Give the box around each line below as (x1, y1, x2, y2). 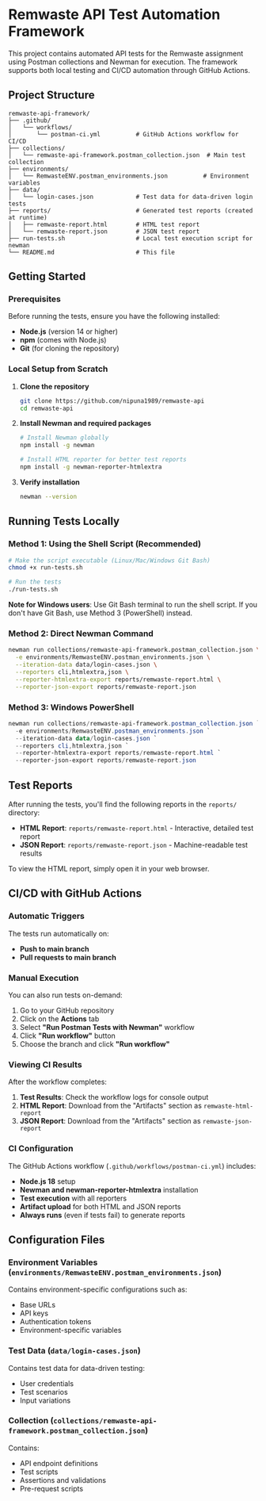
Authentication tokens (19, 1317, 92, 1327)
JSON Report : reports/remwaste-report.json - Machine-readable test (19, 840, 248, 849)
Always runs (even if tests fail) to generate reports (19, 1210, 186, 1220)
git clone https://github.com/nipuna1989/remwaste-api (19, 396, 205, 405)
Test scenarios (19, 1387, 69, 1396)
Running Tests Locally (8, 515, 120, 528)
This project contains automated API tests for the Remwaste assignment (8, 48, 244, 58)
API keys (19, 1308, 49, 1318)
